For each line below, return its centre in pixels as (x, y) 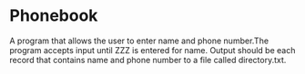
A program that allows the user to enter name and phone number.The (139, 41)
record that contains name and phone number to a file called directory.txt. (148, 60)
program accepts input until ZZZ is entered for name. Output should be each (152, 50)
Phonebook (54, 16)
